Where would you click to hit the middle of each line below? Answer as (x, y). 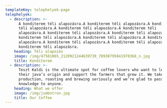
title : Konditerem (33, 61)
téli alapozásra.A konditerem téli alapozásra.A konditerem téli (87, 28)
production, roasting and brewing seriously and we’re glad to (85, 79)
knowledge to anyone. (41, 84)
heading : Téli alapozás (39, 51)
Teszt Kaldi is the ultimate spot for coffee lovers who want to (87, 70)
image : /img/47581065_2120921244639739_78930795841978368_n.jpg (82, 56)
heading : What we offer (39, 88)
